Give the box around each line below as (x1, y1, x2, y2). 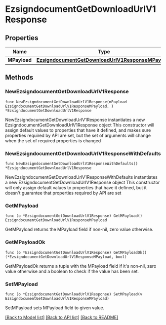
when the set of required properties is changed (5, 137, 101, 144)
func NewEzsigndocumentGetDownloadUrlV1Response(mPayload (5, 99, 127, 104)
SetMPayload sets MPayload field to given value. (5, 305, 105, 311)
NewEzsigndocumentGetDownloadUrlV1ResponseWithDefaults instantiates (5, 174, 158, 180)
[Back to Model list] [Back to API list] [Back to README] (5, 314, 119, 320)
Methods (5, 73, 34, 82)
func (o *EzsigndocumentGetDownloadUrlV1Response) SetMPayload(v (5, 291, 142, 297)
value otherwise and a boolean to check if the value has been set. (5, 268, 139, 274)
